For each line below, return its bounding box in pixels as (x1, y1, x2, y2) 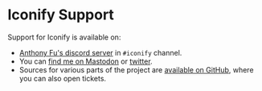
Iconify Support (7, 6, 114, 24)
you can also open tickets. (18, 73, 106, 83)
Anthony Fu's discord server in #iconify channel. (18, 48, 182, 57)
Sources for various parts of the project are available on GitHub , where (18, 64, 254, 74)
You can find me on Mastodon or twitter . (18, 56, 154, 66)
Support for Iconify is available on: (7, 32, 121, 42)
